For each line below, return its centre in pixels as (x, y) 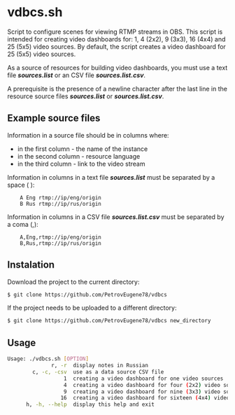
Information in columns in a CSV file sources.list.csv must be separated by (116, 217)
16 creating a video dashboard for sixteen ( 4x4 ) (136, 398)
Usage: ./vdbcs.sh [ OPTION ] (48, 359)
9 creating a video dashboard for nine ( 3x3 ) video (142, 391)
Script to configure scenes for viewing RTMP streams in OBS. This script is (115, 32)
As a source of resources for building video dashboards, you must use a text (117, 67)
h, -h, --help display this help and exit (90, 404)
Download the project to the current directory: (73, 282)
